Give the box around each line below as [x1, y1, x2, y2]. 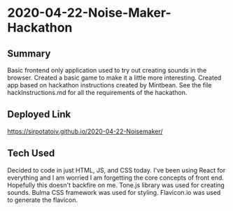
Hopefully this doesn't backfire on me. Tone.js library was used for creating [7, 180, 225, 189]
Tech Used [7, 147, 55, 159]
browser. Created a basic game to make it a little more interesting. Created [7, 73, 222, 82]
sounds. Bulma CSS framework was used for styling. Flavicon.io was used [7, 188, 221, 196]
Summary [7, 48, 51, 59]
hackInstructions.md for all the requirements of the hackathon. [7, 89, 188, 96]
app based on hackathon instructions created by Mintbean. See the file [7, 81, 212, 89]
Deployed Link [7, 108, 71, 120]
